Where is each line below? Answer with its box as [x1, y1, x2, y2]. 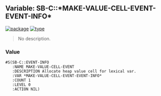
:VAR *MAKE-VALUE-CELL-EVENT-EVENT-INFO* [12, 74, 102, 79]
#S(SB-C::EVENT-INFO [5, 60, 50, 65]
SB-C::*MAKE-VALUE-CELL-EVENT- [36, 4, 156, 13]
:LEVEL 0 [12, 82, 31, 87]
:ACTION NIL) [12, 87, 40, 92]
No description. [17, 35, 51, 41]
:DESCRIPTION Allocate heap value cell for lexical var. [12, 69, 137, 74]
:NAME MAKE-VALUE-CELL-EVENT [12, 64, 74, 69]
